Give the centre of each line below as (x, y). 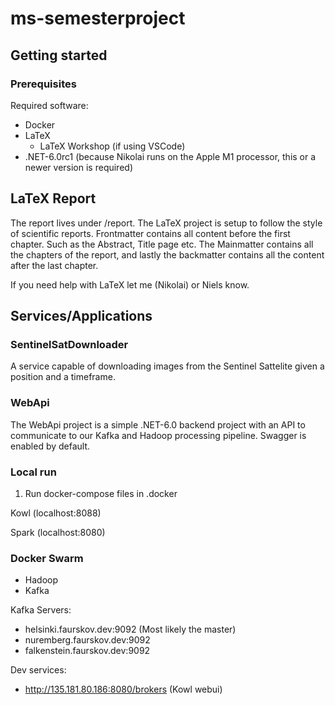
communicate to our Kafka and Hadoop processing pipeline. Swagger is (158, 435)
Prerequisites (43, 84)
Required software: (49, 105)
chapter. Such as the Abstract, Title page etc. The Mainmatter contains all (162, 244)
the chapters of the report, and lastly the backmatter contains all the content (167, 254)
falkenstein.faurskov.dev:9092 (87, 651)
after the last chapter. (54, 265)
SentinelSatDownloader (69, 344)
